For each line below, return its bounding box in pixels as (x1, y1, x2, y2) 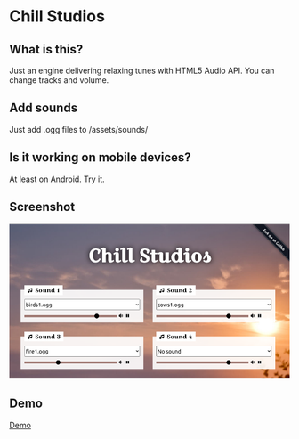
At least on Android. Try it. (9, 174, 105, 184)
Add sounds (9, 101, 78, 116)
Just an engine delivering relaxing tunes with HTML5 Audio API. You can (9, 65, 275, 76)
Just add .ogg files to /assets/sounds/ (9, 124, 149, 134)
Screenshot (9, 199, 76, 215)
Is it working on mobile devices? (9, 150, 191, 166)
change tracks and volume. (9, 75, 109, 85)
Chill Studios (9, 6, 105, 27)
